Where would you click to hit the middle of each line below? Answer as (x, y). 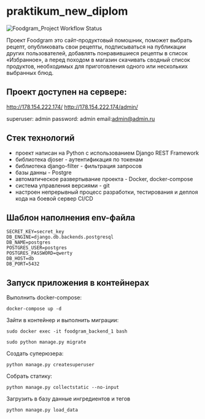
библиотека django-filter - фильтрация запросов (79, 166)
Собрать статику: (29, 376)
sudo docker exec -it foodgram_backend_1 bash (67, 332)
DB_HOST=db (20, 259)
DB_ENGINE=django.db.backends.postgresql (60, 237)
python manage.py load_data (42, 410)
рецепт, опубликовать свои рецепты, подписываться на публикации (96, 47)
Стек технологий (41, 138)
